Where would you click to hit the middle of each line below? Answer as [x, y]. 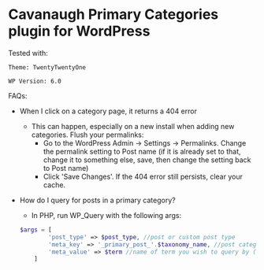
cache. [54, 185]
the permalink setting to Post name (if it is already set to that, [142, 151]
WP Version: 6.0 [35, 81]
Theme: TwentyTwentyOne [47, 67]
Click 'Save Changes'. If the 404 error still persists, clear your [143, 176]
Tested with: [28, 53]
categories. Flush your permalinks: [87, 135]
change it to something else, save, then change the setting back [147, 160]
